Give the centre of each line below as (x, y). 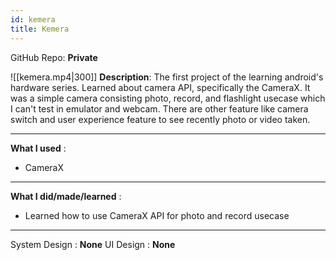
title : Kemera (40, 29)
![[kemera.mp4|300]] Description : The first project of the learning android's (167, 77)
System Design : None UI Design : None (93, 244)
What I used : (38, 148)
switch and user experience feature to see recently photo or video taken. (160, 119)
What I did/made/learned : (66, 196)
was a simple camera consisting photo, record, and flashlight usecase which (168, 98)
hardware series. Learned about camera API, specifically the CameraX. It (160, 87)
